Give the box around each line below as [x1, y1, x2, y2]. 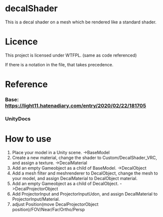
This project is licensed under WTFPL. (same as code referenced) [5, 52, 137, 58]
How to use [5, 134, 52, 144]
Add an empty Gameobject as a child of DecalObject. [12, 180, 119, 186]
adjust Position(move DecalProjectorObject [12, 201, 99, 207]
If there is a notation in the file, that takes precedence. [5, 61, 113, 67]
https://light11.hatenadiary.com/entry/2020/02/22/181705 [5, 102, 146, 109]
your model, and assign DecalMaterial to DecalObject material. [12, 175, 138, 181]
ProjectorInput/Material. [12, 196, 60, 202]
